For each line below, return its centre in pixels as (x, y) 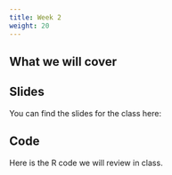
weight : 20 (29, 26)
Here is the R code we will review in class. (86, 163)
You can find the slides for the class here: (86, 113)
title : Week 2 (36, 17)
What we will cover (63, 62)
